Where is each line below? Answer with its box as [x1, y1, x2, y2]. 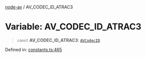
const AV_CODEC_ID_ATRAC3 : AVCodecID [17, 37, 100, 43]
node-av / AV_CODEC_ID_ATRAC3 [5, 4, 73, 10]
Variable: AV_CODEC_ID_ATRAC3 [5, 21, 142, 32]
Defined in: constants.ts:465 [5, 46, 63, 53]
